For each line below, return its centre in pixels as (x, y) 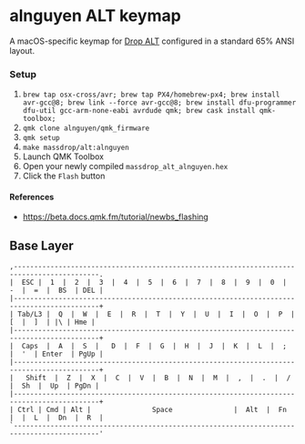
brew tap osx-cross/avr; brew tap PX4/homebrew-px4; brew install (151, 95)
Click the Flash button (64, 176)
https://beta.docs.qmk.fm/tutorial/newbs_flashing (116, 217)
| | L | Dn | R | (56, 418)
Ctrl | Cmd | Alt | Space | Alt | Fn (152, 410)
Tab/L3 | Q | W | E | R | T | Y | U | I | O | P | (157, 315)
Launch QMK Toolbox (63, 156)
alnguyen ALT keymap (96, 16)
